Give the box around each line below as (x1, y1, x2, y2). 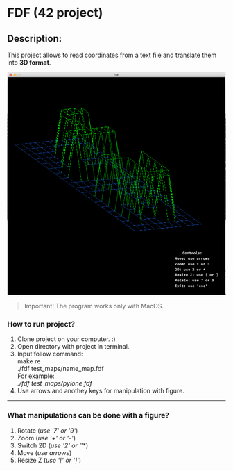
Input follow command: (17, 349, 83, 358)
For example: (17, 372, 55, 380)
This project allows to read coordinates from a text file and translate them (7, 51, 217, 59)
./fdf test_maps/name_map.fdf (17, 365, 104, 373)
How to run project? (7, 319, 76, 329)
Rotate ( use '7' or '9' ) (17, 426, 78, 435)
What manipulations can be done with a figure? (7, 411, 170, 420)
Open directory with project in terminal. (17, 342, 130, 351)
